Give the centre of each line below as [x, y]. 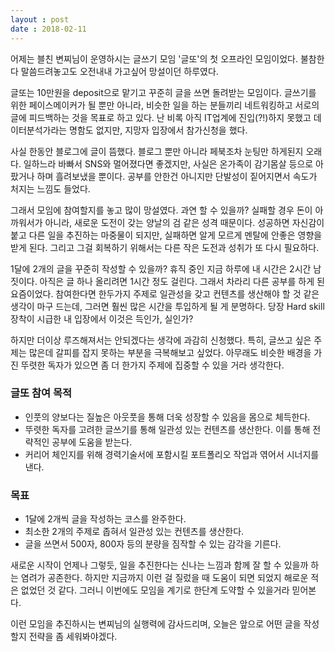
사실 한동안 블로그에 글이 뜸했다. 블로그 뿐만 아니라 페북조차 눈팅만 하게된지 [157, 151]
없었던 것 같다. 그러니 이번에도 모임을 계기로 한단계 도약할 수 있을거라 [155, 590]
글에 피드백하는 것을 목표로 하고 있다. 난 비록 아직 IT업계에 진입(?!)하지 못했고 [161, 117]
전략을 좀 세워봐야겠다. [73, 637]
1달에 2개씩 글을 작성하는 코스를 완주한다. [105, 519]
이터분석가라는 [39, 130]
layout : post [40, 19]
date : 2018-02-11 [48, 29]
